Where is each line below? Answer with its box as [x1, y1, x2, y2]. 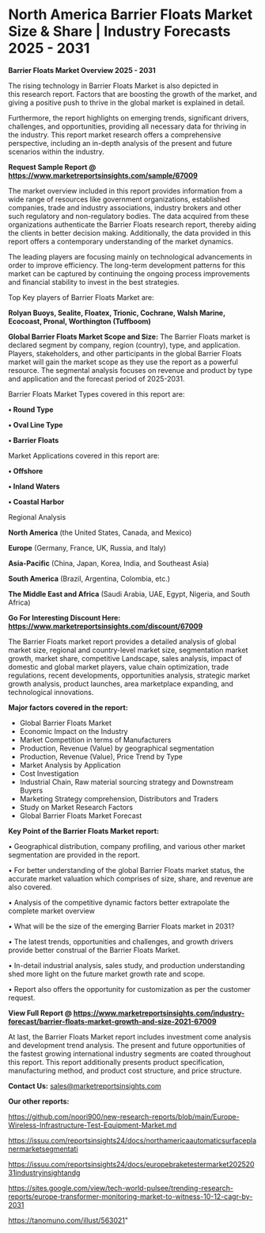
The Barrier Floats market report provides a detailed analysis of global [8, 636, 237, 646]
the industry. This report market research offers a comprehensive [8, 129, 221, 140]
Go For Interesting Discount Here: [8, 613, 121, 622]
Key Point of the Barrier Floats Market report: [8, 826, 160, 835]
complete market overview [8, 906, 95, 916]
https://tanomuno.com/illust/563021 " [8, 1216, 129, 1225]
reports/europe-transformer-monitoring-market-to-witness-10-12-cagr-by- [8, 1192, 253, 1201]
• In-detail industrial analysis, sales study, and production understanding [8, 960, 245, 970]
